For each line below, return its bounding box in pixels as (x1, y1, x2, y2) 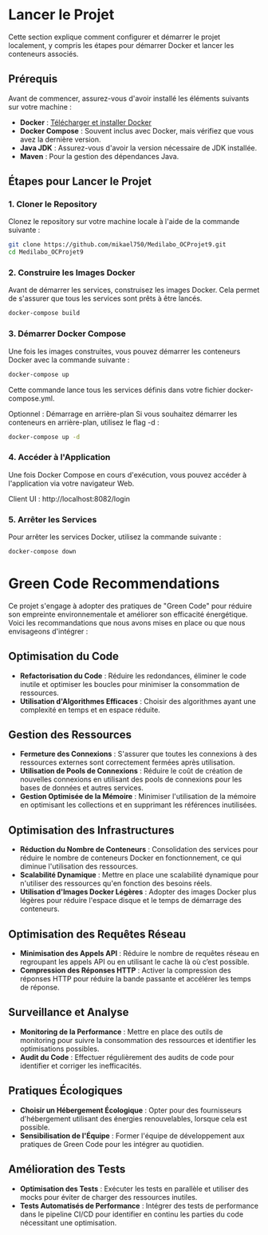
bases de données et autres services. (19, 783, 144, 793)
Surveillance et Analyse (8, 1005, 129, 1019)
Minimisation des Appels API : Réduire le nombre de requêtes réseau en (19, 949, 259, 958)
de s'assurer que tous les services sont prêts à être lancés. (8, 294, 203, 303)
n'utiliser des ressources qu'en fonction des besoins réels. (19, 878, 213, 889)
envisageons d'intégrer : (8, 626, 89, 636)
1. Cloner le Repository (8, 198, 97, 210)
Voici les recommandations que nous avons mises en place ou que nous (8, 617, 246, 627)
